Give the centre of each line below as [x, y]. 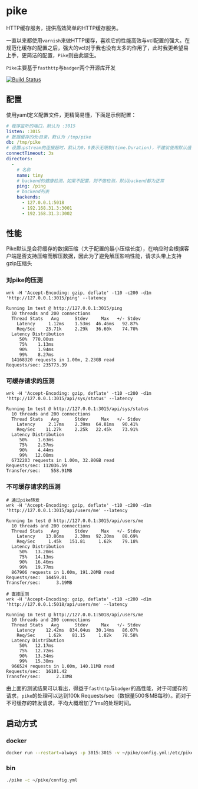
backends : [29, 197]
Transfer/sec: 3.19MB [39, 583]
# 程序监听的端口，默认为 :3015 [41, 126]
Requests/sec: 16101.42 [37, 672]
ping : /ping [31, 186]
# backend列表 [33, 192]
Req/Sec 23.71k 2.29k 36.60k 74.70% [77, 329]
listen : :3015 [24, 131]
